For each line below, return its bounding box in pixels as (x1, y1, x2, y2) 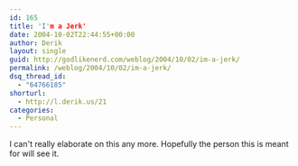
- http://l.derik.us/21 (17, 97, 107, 106)
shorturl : (9, 88, 47, 97)
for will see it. (9, 148, 60, 159)
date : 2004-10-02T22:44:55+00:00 (9, 30, 135, 39)
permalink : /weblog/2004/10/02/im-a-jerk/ (9, 64, 172, 73)
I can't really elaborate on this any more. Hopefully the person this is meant (9, 139, 289, 150)
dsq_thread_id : (9, 72, 67, 81)
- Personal (17, 114, 59, 123)
